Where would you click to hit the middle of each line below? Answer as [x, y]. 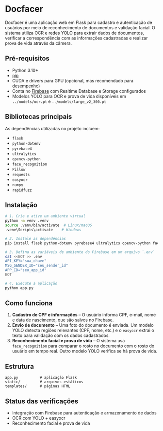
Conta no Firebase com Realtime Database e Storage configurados [79, 91]
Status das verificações [42, 401]
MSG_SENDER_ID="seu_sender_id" [37, 266]
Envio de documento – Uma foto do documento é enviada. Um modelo [83, 325]
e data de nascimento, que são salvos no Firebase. [63, 320]
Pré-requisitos [27, 59]
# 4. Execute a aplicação [31, 283]
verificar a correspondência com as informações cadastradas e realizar [76, 38]
